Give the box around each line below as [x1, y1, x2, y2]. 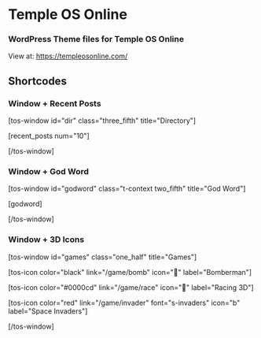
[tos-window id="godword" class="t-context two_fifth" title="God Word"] [8, 184, 246, 194]
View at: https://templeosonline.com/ [8, 51, 128, 61]
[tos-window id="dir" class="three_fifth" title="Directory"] [8, 116, 197, 125]
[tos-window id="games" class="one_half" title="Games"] [8, 252, 197, 262]
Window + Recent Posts [8, 98, 101, 109]
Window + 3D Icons [8, 234, 85, 245]
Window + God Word [8, 166, 89, 177]
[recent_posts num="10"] [8, 132, 90, 141]
